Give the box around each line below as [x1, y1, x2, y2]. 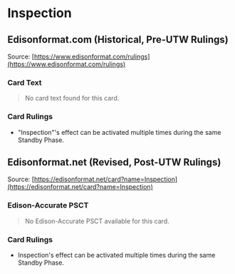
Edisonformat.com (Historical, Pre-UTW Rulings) [7, 34, 229, 46]
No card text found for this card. [24, 94, 120, 103]
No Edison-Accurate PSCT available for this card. [24, 216, 169, 225]
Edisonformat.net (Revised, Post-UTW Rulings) [7, 156, 221, 168]
